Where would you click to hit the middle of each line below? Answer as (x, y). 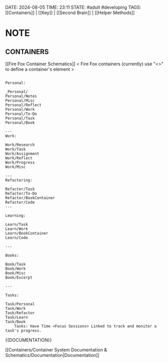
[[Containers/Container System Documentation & (56, 350)
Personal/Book (20, 123)
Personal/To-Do (21, 114)
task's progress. (23, 331)
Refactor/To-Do (21, 194)
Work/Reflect (19, 158)
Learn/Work (17, 229)
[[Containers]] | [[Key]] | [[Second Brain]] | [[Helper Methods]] (70, 13)
